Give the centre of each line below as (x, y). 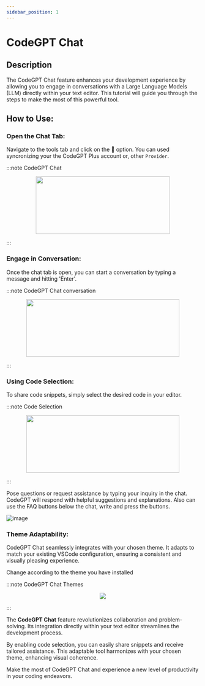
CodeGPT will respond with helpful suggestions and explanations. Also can (101, 500)
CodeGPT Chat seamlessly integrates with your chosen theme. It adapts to (100, 548)
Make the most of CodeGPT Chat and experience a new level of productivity (102, 669)
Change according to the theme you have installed (70, 572)
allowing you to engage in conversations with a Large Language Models (97, 86)
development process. (35, 633)
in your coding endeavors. (39, 676)
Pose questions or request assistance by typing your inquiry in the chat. (97, 493)
